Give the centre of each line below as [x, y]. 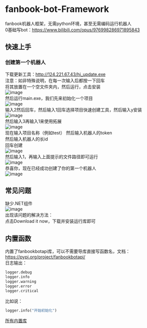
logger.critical [22, 291]
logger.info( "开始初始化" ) [31, 310]
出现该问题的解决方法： [29, 215]
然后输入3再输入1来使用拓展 [33, 121]
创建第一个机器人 [25, 62]
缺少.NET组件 [19, 204]
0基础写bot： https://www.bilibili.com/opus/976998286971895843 [73, 30]
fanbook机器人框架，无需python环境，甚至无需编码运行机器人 [69, 23]
